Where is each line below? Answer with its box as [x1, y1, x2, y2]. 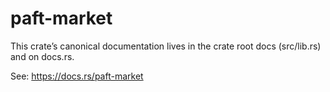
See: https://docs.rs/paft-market [10, 70, 144, 82]
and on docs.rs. [10, 50, 75, 62]
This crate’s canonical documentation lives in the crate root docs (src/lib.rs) [10, 40, 322, 52]
